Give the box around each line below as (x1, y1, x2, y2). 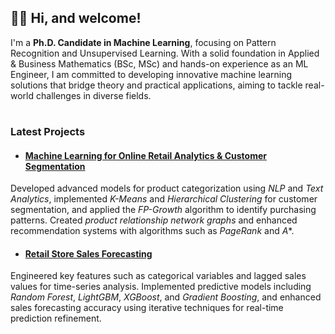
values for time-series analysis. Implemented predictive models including (10, 281, 312, 293)
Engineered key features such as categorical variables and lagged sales (10, 270, 307, 282)
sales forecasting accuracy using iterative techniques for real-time (10, 302, 284, 314)
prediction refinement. (10, 312, 102, 325)
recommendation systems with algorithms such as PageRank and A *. (10, 225, 295, 237)
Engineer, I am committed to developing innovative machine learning (10, 68, 293, 80)
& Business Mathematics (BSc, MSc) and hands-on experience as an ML (10, 57, 309, 70)
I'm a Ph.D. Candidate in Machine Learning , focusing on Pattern (10, 36, 277, 48)
